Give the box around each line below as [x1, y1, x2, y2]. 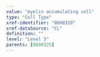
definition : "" [6, 31, 44, 37]
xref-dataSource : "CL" [6, 25, 62, 31]
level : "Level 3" [6, 36, 49, 42]
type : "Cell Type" [6, 14, 52, 20]
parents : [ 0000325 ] [6, 42, 55, 48]
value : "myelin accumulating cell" [6, 8, 95, 15]
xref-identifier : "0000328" [6, 20, 76, 26]
